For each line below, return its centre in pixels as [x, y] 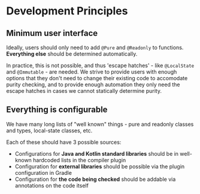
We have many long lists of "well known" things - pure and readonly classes [100, 124]
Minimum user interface [52, 33]
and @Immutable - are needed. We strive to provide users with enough [92, 72]
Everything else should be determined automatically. [72, 54]
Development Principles [67, 11]
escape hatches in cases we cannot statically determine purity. [84, 91]
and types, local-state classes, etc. [49, 131]
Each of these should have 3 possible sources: [64, 142]
